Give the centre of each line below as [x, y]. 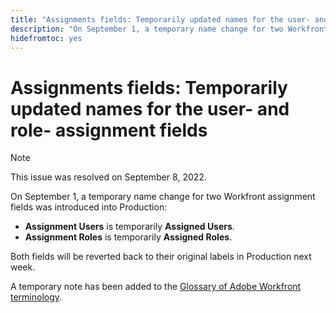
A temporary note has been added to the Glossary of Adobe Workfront [156, 287]
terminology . [36, 297]
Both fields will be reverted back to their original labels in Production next [161, 257]
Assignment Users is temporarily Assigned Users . [129, 227]
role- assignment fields [109, 130]
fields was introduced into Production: [89, 207]
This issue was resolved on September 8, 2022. [108, 177]
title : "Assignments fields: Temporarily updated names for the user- [160, 19]
